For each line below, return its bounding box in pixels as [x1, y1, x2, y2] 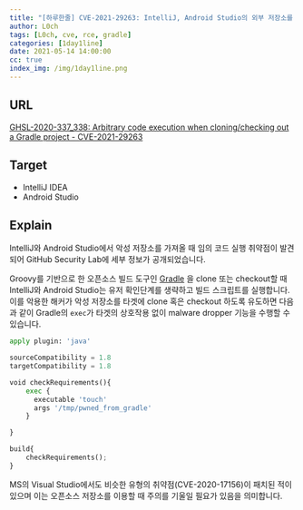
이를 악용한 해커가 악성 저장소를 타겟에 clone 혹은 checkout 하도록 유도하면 [9, 296, 278, 307]
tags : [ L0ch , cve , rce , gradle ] [9, 30, 132, 39]
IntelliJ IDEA [22, 181, 68, 192]
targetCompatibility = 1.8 [9, 362, 112, 371]
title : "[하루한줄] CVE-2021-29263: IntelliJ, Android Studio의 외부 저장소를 [9, 13, 293, 23]
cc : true [9, 55, 43, 64]
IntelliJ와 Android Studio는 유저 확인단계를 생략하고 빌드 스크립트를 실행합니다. [9, 285, 290, 296]
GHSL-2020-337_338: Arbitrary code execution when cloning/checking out [9, 122, 289, 132]
